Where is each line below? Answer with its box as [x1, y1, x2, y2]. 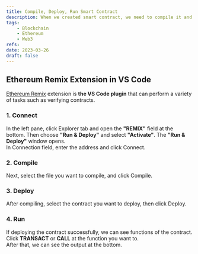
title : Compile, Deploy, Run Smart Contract [6, 8, 118, 15]
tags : [6, 20, 20, 25]
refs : [6, 42, 20, 48]
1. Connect [6, 111, 37, 120]
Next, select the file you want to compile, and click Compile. [6, 172, 153, 179]
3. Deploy [6, 187, 34, 195]
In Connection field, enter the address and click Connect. [6, 143, 146, 151]
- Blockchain [17, 25, 49, 31]
